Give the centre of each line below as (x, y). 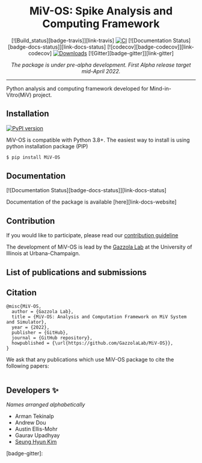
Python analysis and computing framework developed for (77, 88)
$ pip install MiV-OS (33, 157)
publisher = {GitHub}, (40, 333)
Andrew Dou (30, 423)
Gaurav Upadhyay (37, 435)
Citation (22, 293)
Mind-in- (161, 88)
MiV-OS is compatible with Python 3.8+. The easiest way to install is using (98, 140)
